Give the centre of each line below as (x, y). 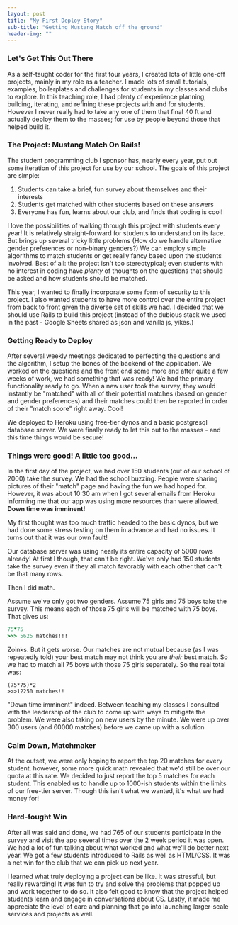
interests (30, 196)
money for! (23, 799)
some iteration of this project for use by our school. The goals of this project (119, 168)
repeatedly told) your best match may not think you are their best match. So (118, 657)
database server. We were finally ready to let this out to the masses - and (114, 430)
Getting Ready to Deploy (50, 340)
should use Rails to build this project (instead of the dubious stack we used (117, 314)
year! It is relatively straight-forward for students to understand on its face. (116, 233)
